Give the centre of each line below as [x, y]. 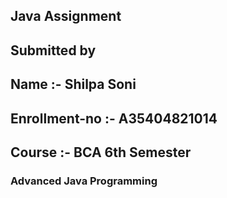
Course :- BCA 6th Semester [101, 152]
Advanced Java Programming [84, 181]
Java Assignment [66, 16]
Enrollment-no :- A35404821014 [114, 118]
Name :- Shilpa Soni [73, 84]
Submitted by [53, 50]
